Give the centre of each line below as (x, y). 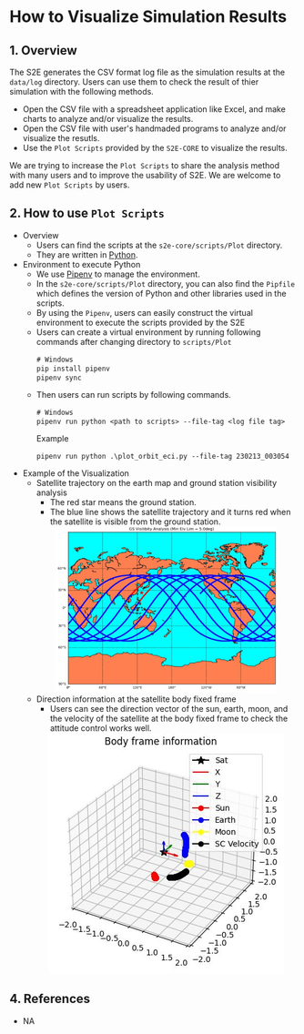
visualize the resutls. (61, 138)
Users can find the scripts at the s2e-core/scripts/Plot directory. (159, 245)
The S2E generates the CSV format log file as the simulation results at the (147, 72)
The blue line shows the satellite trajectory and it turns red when (170, 512)
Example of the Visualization (76, 473)
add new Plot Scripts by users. (70, 185)
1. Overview (43, 51)
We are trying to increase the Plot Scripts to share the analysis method (145, 165)
